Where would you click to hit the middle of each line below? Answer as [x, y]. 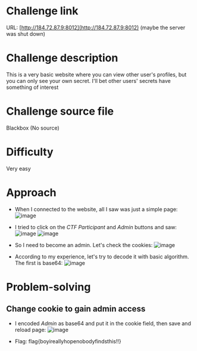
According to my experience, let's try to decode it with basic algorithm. [102, 256]
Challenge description [62, 58]
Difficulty [30, 152]
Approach [31, 193]
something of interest [32, 87]
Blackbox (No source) [33, 128]
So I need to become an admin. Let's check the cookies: [84, 245]
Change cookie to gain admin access [76, 309]
